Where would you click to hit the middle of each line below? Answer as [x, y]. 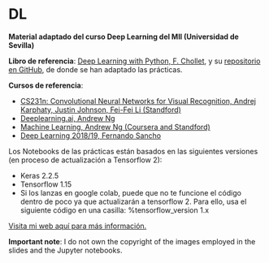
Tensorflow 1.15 [46, 184]
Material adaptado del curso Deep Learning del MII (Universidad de [124, 37]
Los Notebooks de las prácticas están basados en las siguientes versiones [133, 151]
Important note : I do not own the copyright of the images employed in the [132, 241]
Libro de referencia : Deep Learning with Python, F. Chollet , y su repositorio [134, 61]
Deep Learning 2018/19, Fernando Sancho [90, 136]
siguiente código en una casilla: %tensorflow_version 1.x [115, 210]
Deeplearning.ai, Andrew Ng [67, 118]
